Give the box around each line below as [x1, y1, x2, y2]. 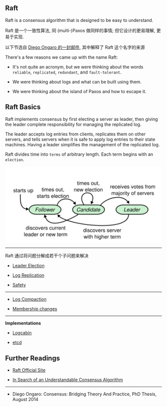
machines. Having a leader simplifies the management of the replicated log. [5, 141, 160, 147]
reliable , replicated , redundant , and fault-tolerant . [12, 69, 122, 75]
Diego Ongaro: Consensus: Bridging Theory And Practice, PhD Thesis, [12, 391, 157, 397]
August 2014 [12, 397, 39, 403]
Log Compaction [12, 296, 47, 303]
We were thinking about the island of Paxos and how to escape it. [12, 88, 147, 94]
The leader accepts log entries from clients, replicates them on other [5, 131, 146, 137]
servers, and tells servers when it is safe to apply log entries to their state [5, 136, 156, 142]
